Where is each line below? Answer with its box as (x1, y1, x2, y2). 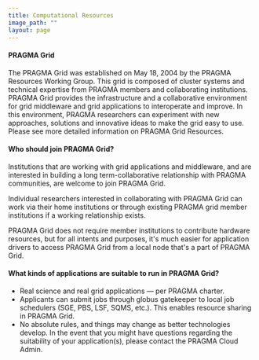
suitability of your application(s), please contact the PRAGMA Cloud (19, 336, 239, 346)
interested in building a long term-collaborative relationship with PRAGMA (8, 170, 246, 179)
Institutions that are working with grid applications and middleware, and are (8, 162, 252, 171)
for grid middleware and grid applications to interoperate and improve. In (8, 101, 243, 111)
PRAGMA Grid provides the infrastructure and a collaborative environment (8, 93, 247, 102)
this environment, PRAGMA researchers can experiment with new (8, 109, 220, 119)
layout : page (8, 26, 51, 34)
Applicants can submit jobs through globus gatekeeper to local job (19, 294, 235, 303)
